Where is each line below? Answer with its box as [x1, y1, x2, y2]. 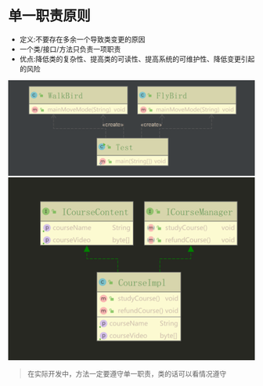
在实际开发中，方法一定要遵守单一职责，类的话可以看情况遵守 [27, 370, 227, 379]
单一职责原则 [8, 7, 92, 25]
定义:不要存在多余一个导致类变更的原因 [19, 35, 146, 44]
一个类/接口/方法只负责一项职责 [19, 44, 121, 53]
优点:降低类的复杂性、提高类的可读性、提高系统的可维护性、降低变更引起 [19, 54, 255, 64]
